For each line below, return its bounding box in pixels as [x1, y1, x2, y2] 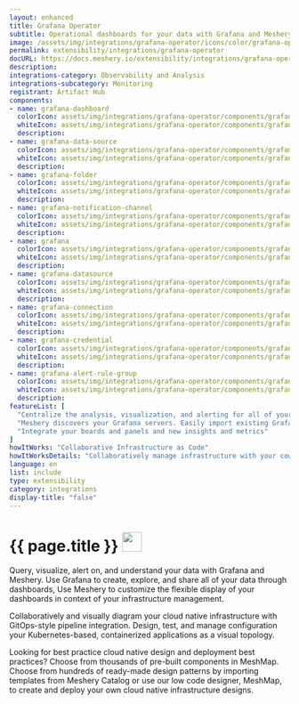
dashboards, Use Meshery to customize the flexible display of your [9, 584, 255, 595]
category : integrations [9, 484, 98, 494]
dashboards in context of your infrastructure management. [9, 594, 224, 604]
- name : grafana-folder [9, 170, 98, 179]
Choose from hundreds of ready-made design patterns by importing [9, 666, 260, 676]
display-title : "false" [9, 493, 98, 502]
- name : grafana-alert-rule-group [9, 368, 138, 378]
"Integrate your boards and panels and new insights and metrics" [17, 426, 269, 436]
